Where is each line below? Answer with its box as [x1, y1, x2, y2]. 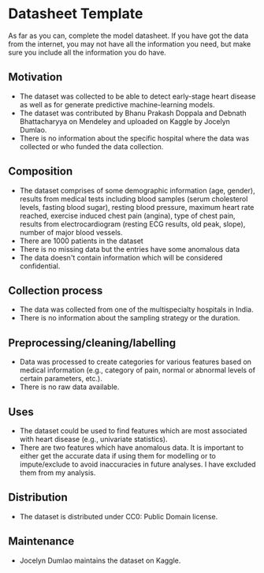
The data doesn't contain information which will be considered [19, 253, 223, 262]
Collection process [8, 283, 103, 297]
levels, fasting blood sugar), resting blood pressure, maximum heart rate [19, 202, 255, 212]
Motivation [8, 70, 63, 84]
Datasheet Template [8, 5, 143, 23]
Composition [8, 165, 73, 178]
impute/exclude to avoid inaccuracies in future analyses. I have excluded [19, 459, 256, 469]
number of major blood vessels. [19, 227, 123, 237]
